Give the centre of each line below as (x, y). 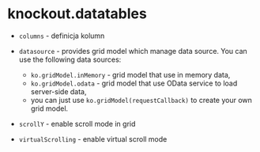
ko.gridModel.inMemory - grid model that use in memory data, (130, 74)
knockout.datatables (77, 14)
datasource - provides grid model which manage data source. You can (133, 51)
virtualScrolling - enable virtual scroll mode (93, 139)
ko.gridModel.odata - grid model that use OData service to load (134, 83)
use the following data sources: (70, 59)
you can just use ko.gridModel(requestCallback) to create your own (141, 100)
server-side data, (58, 91)
